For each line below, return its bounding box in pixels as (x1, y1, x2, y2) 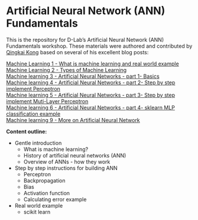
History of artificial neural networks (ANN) (23, 152, 126, 159)
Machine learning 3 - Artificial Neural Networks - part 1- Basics (6, 73, 160, 80)
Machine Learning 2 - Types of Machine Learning (6, 66, 127, 73)
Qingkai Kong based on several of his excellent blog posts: (6, 48, 149, 55)
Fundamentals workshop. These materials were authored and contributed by (6, 42, 193, 50)
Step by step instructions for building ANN (14, 164, 118, 172)
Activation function (23, 189, 70, 196)
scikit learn (23, 208, 51, 215)
